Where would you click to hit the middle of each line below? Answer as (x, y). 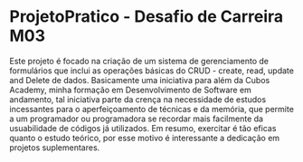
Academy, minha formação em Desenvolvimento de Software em (130, 90)
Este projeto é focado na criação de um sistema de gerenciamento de (139, 61)
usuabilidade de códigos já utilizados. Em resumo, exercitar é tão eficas (143, 128)
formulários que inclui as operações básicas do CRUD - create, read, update (151, 71)
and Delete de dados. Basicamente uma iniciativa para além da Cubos (140, 80)
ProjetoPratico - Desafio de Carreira (147, 17)
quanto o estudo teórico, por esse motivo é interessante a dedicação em (145, 138)
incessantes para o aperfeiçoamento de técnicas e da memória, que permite (151, 109)
